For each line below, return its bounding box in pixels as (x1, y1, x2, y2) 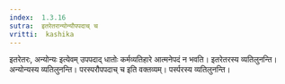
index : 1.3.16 (9, 13, 67, 22)
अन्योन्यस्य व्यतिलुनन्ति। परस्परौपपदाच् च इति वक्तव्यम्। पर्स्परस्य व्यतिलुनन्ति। (9, 64, 231, 75)
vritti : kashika (9, 29, 75, 38)
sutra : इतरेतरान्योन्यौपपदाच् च (9, 21, 99, 30)
